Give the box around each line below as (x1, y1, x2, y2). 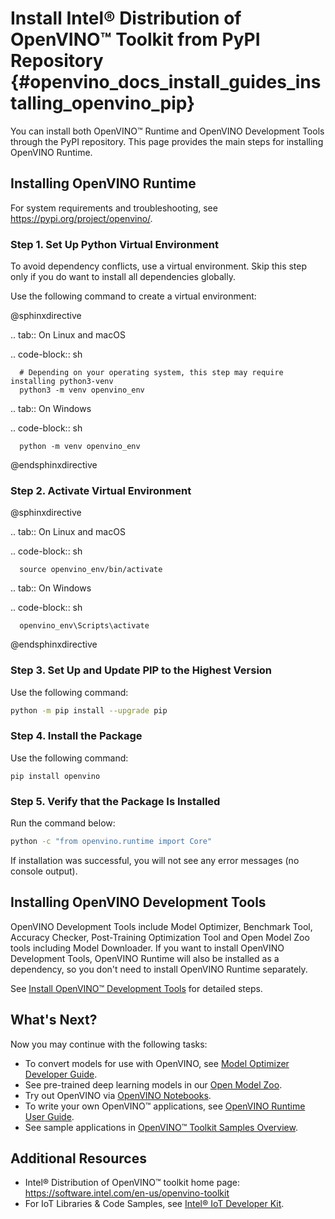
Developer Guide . (24, 1068, 98, 1080)
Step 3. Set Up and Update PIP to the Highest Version (10, 663, 273, 677)
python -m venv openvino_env (19, 442, 141, 452)
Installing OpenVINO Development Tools (10, 894, 267, 911)
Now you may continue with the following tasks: (10, 1038, 208, 1050)
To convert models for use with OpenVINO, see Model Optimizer (24, 1057, 290, 1069)
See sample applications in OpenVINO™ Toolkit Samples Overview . (24, 1121, 298, 1133)
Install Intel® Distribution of (10, 7, 242, 30)
